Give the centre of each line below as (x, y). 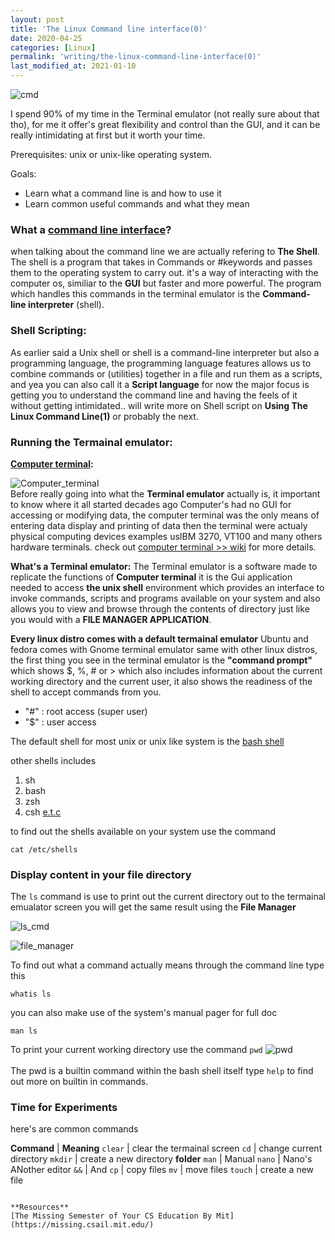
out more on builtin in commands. (79, 1082)
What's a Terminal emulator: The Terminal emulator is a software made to (164, 566)
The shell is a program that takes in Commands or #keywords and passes (161, 262)
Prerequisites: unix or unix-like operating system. (111, 154)
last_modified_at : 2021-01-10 (73, 66)
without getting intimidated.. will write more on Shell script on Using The (159, 405)
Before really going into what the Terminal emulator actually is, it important (165, 493)
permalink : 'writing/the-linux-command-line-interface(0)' (136, 57)
